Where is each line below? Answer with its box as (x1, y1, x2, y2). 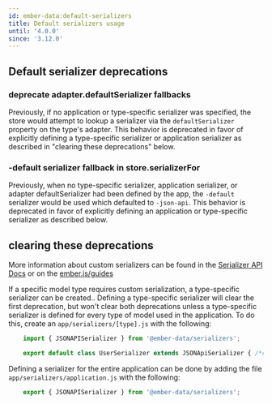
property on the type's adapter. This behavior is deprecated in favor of (8, 124, 244, 134)
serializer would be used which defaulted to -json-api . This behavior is (8, 198, 246, 208)
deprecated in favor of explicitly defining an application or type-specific (8, 206, 249, 216)
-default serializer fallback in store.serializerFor (8, 161, 201, 173)
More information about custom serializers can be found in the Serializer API (8, 260, 263, 270)
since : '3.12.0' (8, 34, 63, 43)
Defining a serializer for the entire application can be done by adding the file (8, 363, 262, 373)
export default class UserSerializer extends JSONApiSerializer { (23, 349, 252, 357)
